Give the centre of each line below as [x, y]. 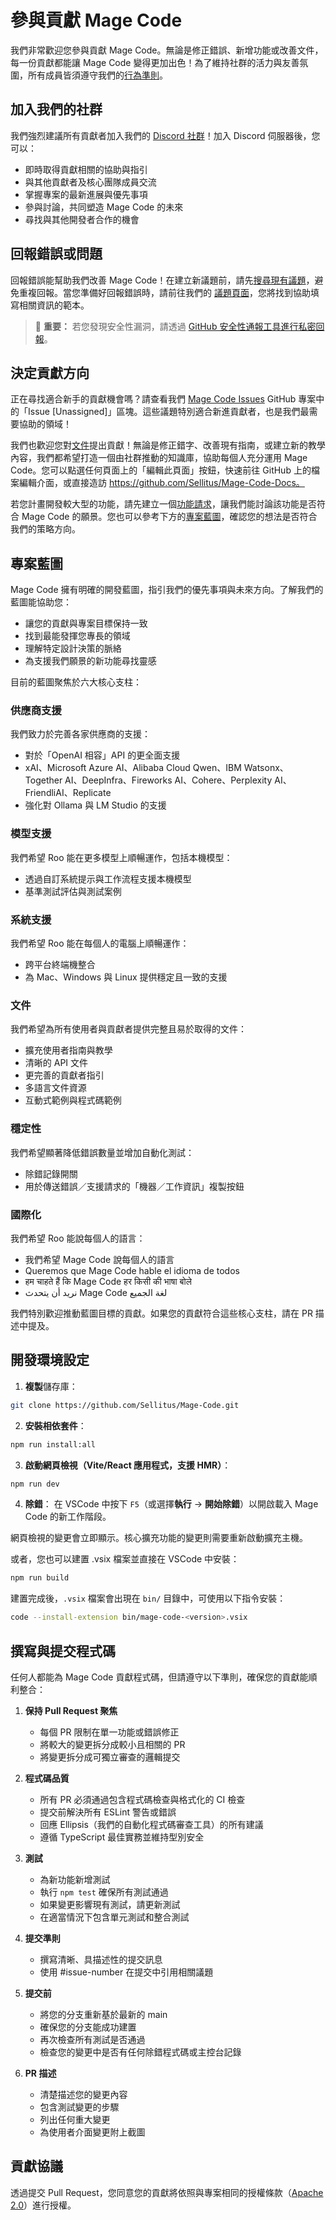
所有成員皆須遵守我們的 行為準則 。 [97, 75]
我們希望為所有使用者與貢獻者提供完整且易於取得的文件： [128, 1029]
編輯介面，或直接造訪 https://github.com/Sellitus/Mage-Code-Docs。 [161, 483]
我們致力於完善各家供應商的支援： [80, 734]
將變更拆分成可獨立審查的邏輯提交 [110, 1757]
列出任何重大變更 [75, 2119]
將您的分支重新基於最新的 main [103, 2014]
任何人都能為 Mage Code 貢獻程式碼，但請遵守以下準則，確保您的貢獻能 [159, 1677]
